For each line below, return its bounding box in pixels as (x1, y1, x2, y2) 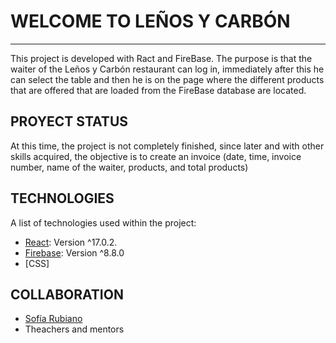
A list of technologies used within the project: (10, 216, 197, 229)
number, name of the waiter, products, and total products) (10, 161, 249, 173)
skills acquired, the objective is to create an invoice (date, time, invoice (10, 150, 302, 162)
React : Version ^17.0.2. (24, 236, 118, 248)
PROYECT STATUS (10, 113, 129, 130)
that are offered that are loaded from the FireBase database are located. (10, 84, 307, 96)
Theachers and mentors (24, 323, 125, 335)
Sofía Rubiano (24, 313, 83, 325)
